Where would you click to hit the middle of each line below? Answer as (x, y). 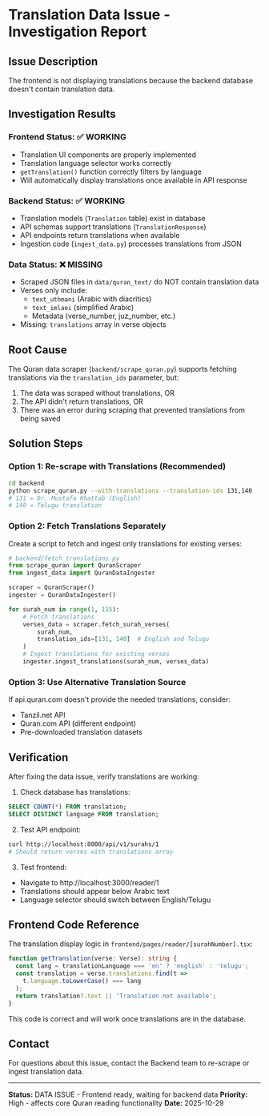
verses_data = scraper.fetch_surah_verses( (96, 624)
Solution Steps (46, 443)
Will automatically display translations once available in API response (133, 180)
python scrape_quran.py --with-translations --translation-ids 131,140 (130, 490)
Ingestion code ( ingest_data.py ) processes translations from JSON (131, 244)
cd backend (26, 483)
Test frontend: (43, 867)
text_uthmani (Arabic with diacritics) (92, 299)
